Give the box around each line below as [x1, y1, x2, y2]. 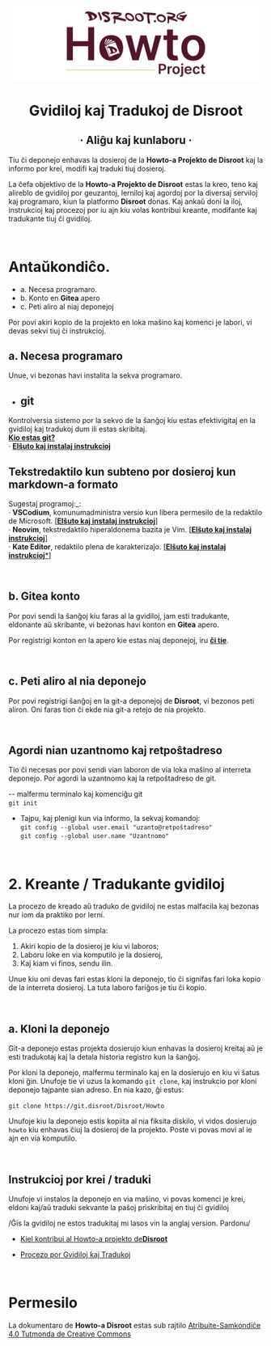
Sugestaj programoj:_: [8, 499, 82, 509]
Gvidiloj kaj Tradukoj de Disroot [28, 101, 243, 120]
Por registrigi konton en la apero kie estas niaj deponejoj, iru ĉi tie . [8, 635, 229, 645]
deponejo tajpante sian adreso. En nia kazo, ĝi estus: [8, 1085, 184, 1094]
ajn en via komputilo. [8, 1133, 78, 1143]
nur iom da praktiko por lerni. [8, 910, 105, 920]
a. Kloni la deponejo [8, 1022, 110, 1035]
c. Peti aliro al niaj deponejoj [19, 302, 115, 311]
